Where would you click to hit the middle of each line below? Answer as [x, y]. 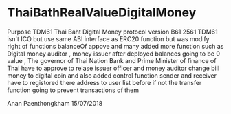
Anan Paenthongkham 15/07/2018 [55, 103]
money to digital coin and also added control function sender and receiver [112, 75]
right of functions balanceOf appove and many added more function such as [115, 46]
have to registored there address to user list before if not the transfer [104, 82]
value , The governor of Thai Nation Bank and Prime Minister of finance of [112, 60]
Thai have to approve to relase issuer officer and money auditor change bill [113, 68]
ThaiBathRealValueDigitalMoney [102, 13]
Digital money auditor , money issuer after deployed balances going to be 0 [113, 54]
